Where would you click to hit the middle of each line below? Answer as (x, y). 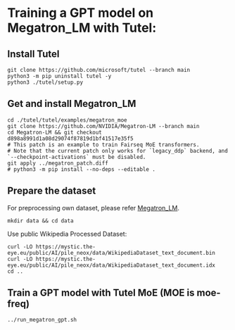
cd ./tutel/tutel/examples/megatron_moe (68, 120)
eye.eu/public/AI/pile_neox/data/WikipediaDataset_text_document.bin (112, 253)
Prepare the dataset (52, 191)
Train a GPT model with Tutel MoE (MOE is (101, 293)
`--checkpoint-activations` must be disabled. (77, 157)
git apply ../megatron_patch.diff (58, 163)
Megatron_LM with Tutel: (82, 28)
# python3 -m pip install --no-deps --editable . (82, 169)
